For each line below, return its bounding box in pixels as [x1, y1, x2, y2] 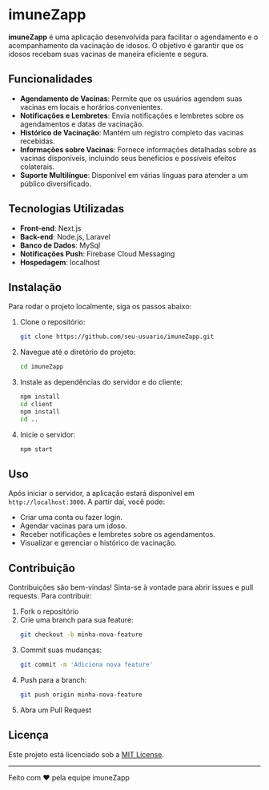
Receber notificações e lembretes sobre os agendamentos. [19, 530, 216, 539]
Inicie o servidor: [19, 429, 76, 439]
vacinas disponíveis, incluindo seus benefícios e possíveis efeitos [19, 153, 237, 163]
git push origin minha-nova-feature [19, 691, 143, 699]
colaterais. [19, 162, 54, 171]
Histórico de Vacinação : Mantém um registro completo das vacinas [19, 127, 244, 137]
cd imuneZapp [19, 363, 64, 371]
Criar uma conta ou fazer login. [19, 513, 122, 522]
